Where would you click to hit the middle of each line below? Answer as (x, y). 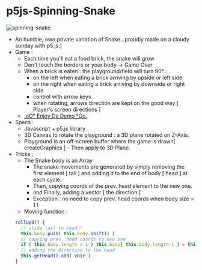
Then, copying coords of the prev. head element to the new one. (112, 186)
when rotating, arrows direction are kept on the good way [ (106, 103)
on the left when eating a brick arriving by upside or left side (108, 77)
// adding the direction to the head (68, 250)
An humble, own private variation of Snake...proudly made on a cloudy (102, 39)
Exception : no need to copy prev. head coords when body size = (113, 199)
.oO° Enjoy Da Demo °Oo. (56, 116)
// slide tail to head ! (52, 228)
